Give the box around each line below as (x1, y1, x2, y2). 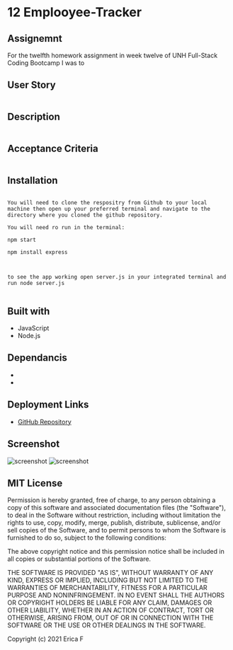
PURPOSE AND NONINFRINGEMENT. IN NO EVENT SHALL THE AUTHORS (7, 591, 225, 600)
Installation (7, 174, 58, 186)
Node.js (17, 332, 41, 340)
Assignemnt (7, 33, 62, 45)
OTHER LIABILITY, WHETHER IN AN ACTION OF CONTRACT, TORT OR (7, 606, 214, 615)
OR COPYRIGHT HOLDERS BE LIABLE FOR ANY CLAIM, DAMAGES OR (7, 598, 212, 607)
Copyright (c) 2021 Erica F (7, 634, 84, 644)
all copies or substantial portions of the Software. (7, 555, 151, 563)
